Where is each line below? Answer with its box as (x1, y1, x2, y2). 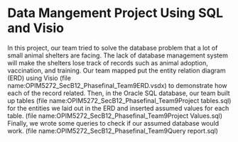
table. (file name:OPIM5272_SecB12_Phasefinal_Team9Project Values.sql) (7, 111, 222, 120)
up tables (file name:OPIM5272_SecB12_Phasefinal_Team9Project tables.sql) (7, 96, 232, 104)
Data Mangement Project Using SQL (7, 5, 224, 21)
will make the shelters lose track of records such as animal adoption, (7, 58, 208, 67)
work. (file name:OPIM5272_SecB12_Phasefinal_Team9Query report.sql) (7, 126, 219, 135)
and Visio (7, 20, 64, 36)
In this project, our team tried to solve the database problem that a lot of (7, 43, 218, 52)
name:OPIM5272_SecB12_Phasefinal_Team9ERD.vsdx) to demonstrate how (7, 81, 227, 89)
